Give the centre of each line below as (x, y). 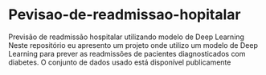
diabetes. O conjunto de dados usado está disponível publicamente (120, 62)
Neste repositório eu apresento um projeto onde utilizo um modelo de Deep (133, 45)
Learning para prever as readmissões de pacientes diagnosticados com (127, 53)
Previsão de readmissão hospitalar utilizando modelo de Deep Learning (127, 37)
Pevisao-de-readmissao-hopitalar (125, 15)
